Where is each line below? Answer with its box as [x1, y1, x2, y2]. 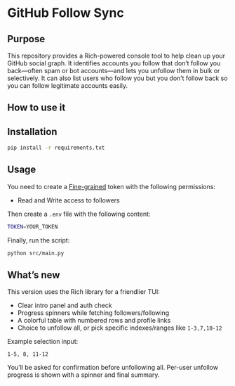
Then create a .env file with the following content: [7, 210, 151, 218]
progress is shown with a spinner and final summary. [7, 371, 160, 379]
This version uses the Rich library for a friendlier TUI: [7, 288, 160, 296]
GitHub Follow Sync [7, 5, 124, 21]
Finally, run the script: [7, 236, 70, 244]
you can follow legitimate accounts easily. [7, 82, 128, 89]
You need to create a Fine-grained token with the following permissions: [7, 182, 216, 191]
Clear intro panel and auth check [17, 301, 112, 310]
